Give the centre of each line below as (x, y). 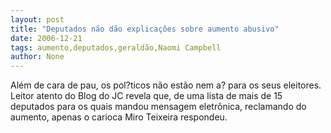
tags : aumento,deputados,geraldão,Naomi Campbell (116, 47)
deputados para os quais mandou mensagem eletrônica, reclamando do (158, 107)
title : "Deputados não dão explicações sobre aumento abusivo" (145, 29)
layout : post (37, 19)
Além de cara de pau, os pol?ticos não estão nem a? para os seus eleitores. (166, 85)
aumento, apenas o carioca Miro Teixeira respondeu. (119, 117)
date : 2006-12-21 (46, 38)
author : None (37, 57)
